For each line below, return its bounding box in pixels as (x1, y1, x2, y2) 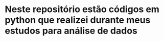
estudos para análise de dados (5, 25, 137, 36)
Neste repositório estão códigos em (5, 4, 159, 15)
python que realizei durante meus (5, 14, 151, 26)
